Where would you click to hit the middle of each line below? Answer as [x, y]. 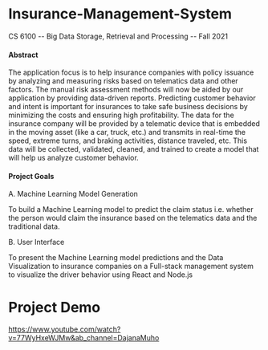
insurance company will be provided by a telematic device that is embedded [134, 124]
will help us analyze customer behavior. [73, 158]
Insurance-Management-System [120, 14]
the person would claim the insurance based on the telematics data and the [133, 218]
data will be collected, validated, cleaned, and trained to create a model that [134, 149]
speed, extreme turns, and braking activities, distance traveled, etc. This [128, 140]
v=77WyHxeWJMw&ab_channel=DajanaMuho [84, 338]
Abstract [23, 55]
